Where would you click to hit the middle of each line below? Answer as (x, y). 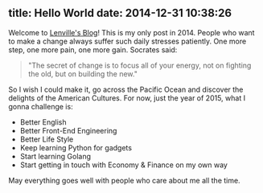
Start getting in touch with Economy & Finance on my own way (123, 165)
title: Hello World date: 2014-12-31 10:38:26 (120, 13)
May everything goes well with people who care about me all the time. (124, 180)
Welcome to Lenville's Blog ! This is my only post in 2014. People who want (131, 32)
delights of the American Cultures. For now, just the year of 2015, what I (127, 98)
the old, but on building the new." (83, 74)
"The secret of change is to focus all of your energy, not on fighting (140, 65)
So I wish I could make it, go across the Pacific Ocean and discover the (126, 89)
